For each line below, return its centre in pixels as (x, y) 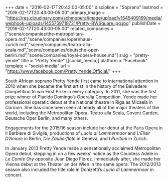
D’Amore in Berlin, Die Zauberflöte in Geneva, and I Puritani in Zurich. (76, 138)
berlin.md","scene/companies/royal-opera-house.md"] (62, 55)
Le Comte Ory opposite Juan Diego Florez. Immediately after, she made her (83, 159)
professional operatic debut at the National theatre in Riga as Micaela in (79, 102)
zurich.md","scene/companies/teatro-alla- (49, 44)
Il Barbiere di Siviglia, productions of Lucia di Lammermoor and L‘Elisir (78, 133)
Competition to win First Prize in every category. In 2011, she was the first (81, 92)
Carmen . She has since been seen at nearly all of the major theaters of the (82, 108)
